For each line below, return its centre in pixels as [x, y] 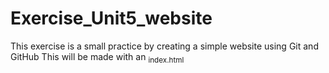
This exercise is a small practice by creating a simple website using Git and [164, 46]
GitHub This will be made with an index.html [97, 57]
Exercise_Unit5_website [111, 18]
